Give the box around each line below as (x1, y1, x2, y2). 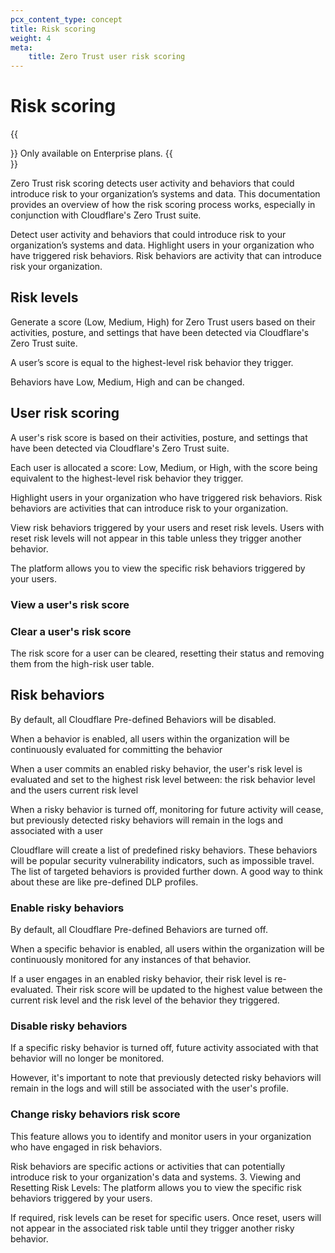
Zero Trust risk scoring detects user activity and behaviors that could (10, 177, 295, 190)
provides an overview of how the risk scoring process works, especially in (10, 199, 316, 211)
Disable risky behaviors (10, 1019, 128, 1033)
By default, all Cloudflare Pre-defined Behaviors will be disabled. (10, 713, 277, 725)
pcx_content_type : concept (10, 14, 123, 25)
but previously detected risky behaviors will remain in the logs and (10, 814, 283, 826)
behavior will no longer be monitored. (10, 1052, 165, 1065)
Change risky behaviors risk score (10, 1107, 181, 1121)
